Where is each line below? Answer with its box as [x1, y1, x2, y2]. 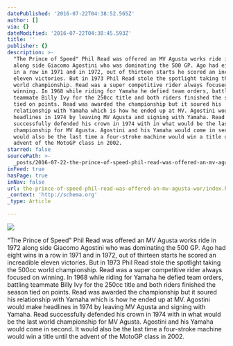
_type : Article [7, 198, 51, 205]
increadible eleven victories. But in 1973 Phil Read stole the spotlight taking [7, 258, 221, 267]
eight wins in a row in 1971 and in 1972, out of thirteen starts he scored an [7, 251, 216, 259]
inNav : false [7, 178, 45, 185]
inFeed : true [7, 165, 45, 173]
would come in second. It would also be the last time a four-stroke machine [7, 325, 222, 333]
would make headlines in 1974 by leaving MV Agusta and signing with [7, 303, 206, 310]
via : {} [7, 23, 30, 30]
